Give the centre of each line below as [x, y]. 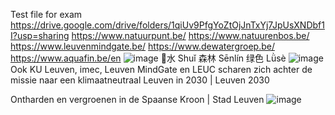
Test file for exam [46, 14]
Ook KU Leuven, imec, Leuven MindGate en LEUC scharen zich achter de [161, 69]
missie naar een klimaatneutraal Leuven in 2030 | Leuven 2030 [140, 80]
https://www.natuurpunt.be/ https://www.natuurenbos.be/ [190, 35]
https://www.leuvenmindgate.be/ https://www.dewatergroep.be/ [142, 46]
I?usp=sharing [40, 35]
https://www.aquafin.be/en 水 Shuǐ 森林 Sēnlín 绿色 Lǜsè [148, 58]
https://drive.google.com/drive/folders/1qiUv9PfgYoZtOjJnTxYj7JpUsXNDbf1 [167, 25]
